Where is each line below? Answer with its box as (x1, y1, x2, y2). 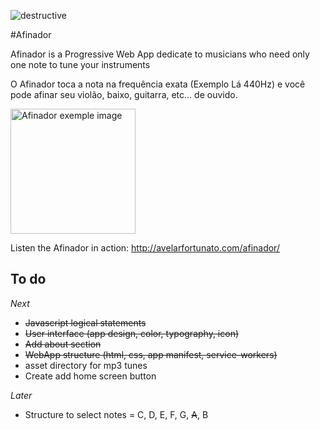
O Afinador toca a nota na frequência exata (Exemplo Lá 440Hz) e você (10, 78, 306, 90)
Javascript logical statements (24, 316, 147, 329)
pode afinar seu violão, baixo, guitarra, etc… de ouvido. (10, 89, 238, 100)
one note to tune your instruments (10, 59, 151, 70)
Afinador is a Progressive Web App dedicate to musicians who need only (10, 48, 310, 60)
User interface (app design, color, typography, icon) (24, 327, 240, 339)
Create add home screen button (24, 370, 157, 382)
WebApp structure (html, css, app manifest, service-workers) (24, 348, 278, 360)
